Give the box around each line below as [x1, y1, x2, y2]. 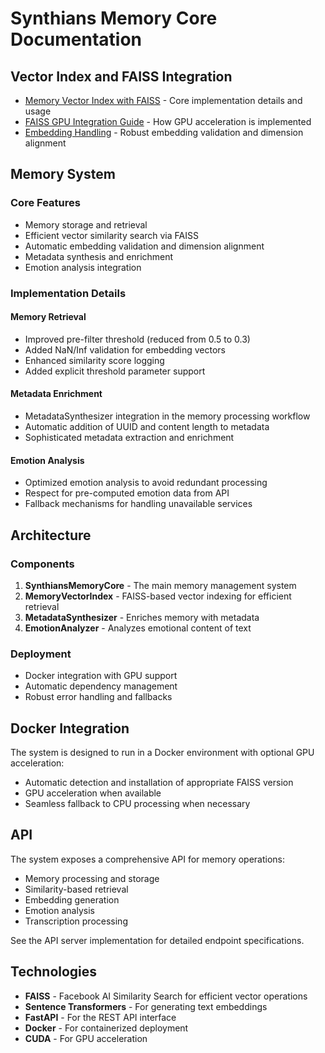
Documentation [10, 28, 143, 51]
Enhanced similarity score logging [24, 354, 165, 366]
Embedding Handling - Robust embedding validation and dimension [24, 127, 304, 138]
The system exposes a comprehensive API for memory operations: [10, 853, 285, 865]
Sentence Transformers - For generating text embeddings [24, 1000, 268, 1012]
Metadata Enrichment [10, 388, 103, 400]
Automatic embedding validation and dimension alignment [24, 240, 265, 252]
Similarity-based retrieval [24, 883, 129, 895]
